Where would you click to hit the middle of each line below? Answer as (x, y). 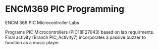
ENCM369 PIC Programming (65, 9)
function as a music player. (33, 42)
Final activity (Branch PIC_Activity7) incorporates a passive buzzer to (76, 37)
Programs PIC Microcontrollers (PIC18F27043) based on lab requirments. (80, 32)
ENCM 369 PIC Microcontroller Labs (42, 23)
